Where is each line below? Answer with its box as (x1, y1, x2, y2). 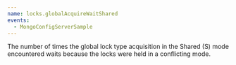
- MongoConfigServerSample (13, 23, 93, 30)
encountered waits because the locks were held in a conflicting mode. (7, 50, 211, 58)
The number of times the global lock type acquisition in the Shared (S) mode (7, 43, 229, 51)
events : (7, 17, 30, 24)
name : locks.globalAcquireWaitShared (7, 10, 118, 17)
